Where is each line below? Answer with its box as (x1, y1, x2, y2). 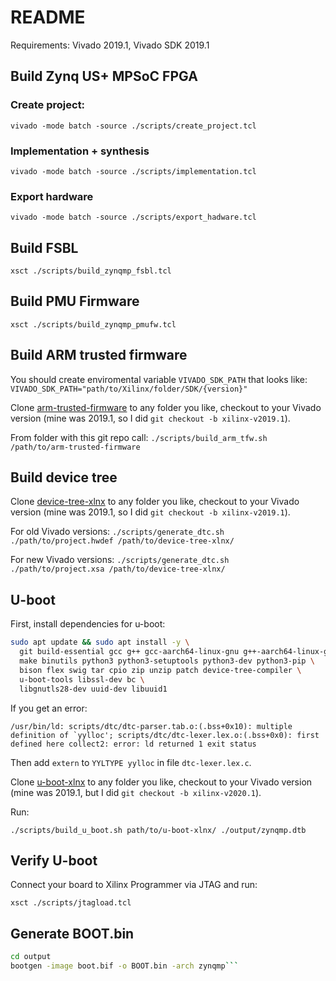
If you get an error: (10, 702, 88, 714)
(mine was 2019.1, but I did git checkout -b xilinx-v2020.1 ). (10, 786, 262, 798)
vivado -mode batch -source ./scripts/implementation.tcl (10, 166, 257, 176)
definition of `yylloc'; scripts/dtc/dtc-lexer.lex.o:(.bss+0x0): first (10, 730, 320, 740)
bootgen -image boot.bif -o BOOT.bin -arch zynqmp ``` (10, 961, 240, 971)
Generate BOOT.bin (10, 925, 135, 942)
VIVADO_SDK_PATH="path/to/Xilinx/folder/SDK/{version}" (10, 384, 248, 394)
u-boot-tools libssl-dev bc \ (19, 674, 145, 685)
